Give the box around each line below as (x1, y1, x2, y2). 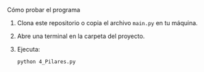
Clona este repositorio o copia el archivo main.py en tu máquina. (16, 19, 199, 26)
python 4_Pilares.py (16, 58, 76, 65)
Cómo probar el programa (7, 6, 81, 14)
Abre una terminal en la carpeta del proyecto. (16, 32, 145, 40)
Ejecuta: (16, 46, 40, 53)
